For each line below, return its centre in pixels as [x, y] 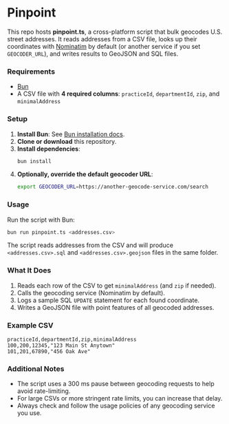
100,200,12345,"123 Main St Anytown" [61, 346]
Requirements [31, 72]
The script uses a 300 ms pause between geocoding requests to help [116, 384]
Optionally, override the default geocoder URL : [85, 174]
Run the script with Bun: [41, 220]
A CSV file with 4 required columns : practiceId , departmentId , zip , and [118, 94]
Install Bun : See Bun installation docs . [71, 134]
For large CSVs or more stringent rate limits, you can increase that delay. [120, 399]
